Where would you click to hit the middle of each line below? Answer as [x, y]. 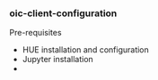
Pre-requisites [35, 33]
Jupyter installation [58, 60]
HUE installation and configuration [86, 50]
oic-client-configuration [63, 13]
